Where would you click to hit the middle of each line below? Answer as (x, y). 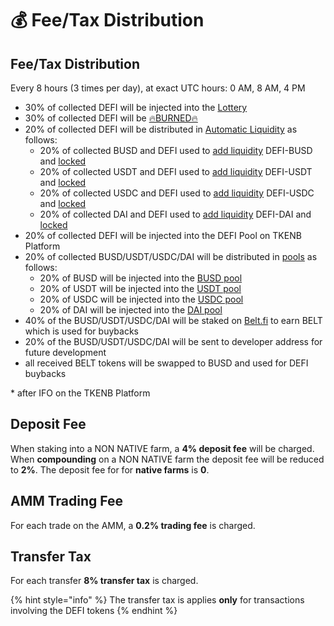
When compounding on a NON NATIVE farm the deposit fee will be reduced (167, 459)
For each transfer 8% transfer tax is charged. (104, 581)
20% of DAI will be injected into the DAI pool (131, 310)
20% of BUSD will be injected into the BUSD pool (141, 278)
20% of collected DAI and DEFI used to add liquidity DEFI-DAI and (175, 214)
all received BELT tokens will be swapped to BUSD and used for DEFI (166, 363)
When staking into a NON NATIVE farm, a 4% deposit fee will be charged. (162, 448)
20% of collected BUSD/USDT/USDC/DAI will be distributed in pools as (171, 256)
